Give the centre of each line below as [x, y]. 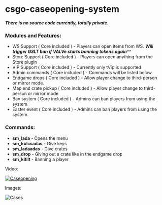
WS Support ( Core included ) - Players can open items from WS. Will [83, 46]
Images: [13, 188]
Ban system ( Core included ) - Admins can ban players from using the [84, 99]
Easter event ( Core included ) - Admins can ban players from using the [84, 109]
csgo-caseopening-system [62, 9]
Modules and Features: [33, 36]
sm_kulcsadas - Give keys [39, 143]
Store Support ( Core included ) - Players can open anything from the [82, 57]
